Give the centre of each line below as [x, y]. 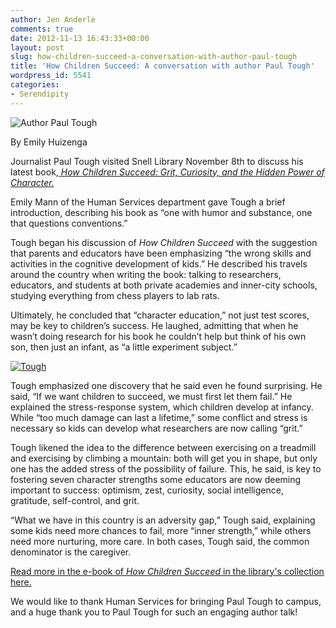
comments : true [42, 29]
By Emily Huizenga [49, 142]
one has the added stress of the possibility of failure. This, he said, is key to [166, 468]
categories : [35, 85]
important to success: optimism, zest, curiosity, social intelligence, [147, 490]
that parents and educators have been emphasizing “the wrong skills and [161, 253]
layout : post [37, 47]
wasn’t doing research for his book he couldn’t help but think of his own [158, 336]
